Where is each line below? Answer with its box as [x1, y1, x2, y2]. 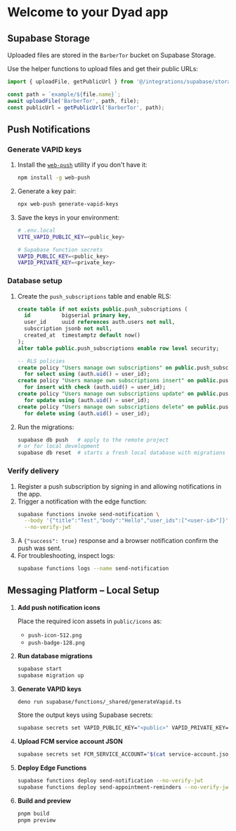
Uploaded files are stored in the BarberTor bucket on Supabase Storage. [7, 51, 216, 59]
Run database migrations [17, 651, 93, 660]
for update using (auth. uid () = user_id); [24, 396, 150, 404]
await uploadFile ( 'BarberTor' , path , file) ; [7, 97, 140, 104]
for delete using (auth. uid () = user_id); [24, 410, 150, 417]
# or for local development [17, 443, 100, 450]
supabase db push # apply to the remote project [17, 436, 169, 444]
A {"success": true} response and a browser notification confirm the [17, 537, 219, 545]
